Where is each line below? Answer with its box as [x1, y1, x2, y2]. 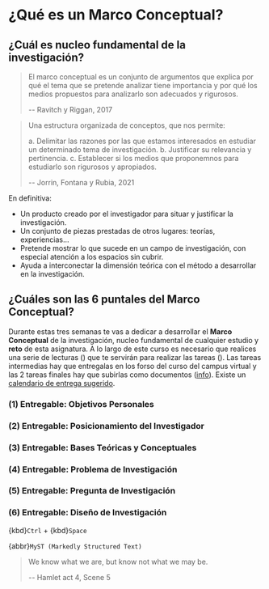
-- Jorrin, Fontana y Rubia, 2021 [27, 178, 135, 187]
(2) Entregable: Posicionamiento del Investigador [8, 420, 204, 431]
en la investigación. [19, 269, 85, 278]
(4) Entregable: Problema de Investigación [8, 464, 178, 475]
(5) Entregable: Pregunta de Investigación [8, 485, 176, 497]
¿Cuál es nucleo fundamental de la [8, 38, 186, 52]
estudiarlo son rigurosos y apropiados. [27, 162, 158, 172]
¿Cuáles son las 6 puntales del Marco [8, 293, 200, 307]
